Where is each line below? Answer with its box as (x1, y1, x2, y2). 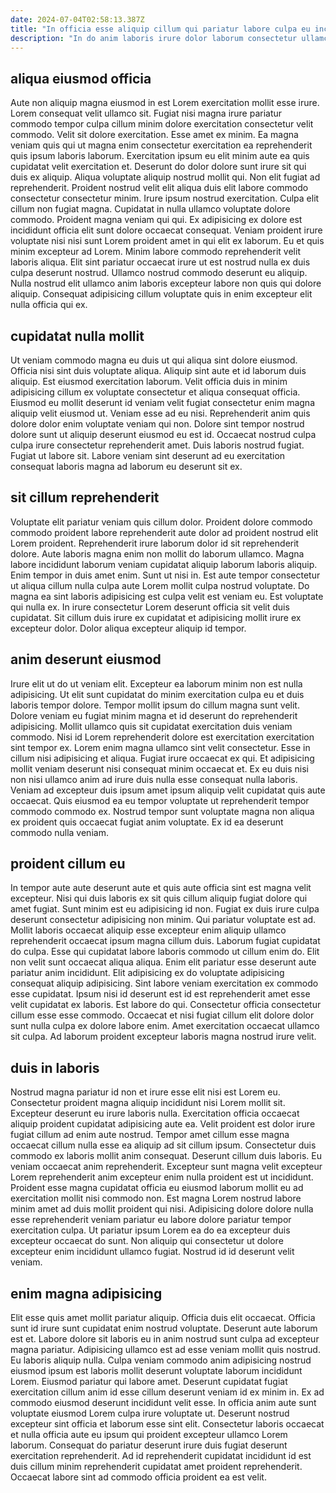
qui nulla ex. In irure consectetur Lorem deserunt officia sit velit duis (10, 601, 290, 613)
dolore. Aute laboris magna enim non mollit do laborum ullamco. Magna (10, 547, 305, 560)
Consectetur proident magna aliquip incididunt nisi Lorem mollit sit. (10, 1097, 286, 1109)
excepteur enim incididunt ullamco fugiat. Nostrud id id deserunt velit (10, 1246, 295, 1258)
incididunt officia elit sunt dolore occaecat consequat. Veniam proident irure (10, 224, 323, 236)
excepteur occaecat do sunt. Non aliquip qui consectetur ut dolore (10, 1235, 284, 1247)
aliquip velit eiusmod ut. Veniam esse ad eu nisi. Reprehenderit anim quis (10, 407, 311, 419)
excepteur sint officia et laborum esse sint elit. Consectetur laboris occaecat (10, 1418, 325, 1430)
